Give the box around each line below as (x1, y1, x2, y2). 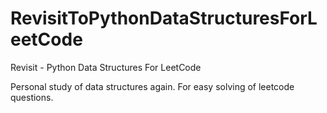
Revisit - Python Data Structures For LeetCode (10, 61, 202, 73)
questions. (10, 91, 54, 103)
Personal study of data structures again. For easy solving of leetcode (10, 80, 295, 92)
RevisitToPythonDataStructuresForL (10, 7, 318, 30)
